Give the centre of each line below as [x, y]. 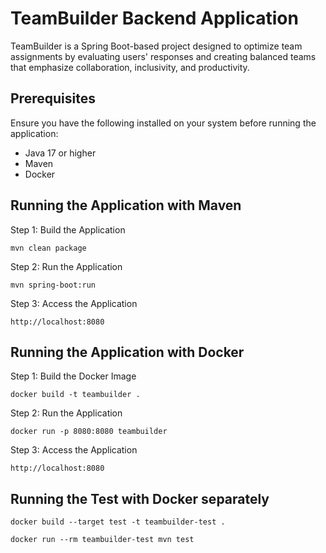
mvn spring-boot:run [53, 285]
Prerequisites [53, 98]
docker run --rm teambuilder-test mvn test [102, 540]
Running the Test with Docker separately [140, 498]
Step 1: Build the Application [68, 229]
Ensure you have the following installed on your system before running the [163, 123]
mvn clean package [48, 248]
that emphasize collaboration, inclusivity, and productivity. [130, 67]
